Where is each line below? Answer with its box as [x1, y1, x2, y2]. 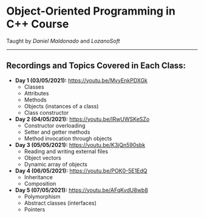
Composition [24, 180, 56, 187]
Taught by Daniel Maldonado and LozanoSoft [6, 37, 120, 44]
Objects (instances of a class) [24, 102, 99, 110]
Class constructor [24, 109, 69, 116]
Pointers [24, 205, 46, 213]
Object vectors [24, 154, 62, 162]
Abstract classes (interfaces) [24, 199, 97, 206]
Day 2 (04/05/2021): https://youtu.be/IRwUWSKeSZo [15, 115, 150, 123]
